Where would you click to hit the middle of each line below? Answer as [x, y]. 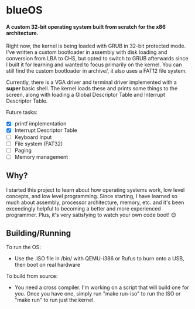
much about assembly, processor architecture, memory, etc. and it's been [95, 202]
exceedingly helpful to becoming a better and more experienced [83, 208]
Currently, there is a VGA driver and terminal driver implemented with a [91, 82]
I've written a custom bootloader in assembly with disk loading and [87, 52]
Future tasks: [22, 113]
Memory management [41, 157]
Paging [23, 150]
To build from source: [32, 276]
